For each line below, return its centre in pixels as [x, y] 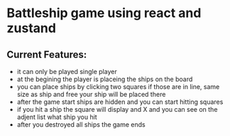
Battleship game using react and [104, 13]
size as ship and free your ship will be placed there [91, 94]
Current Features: [47, 54]
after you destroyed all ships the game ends [81, 125]
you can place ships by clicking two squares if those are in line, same [118, 87]
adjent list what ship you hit [57, 117]
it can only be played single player [67, 72]
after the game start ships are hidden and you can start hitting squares [120, 102]
